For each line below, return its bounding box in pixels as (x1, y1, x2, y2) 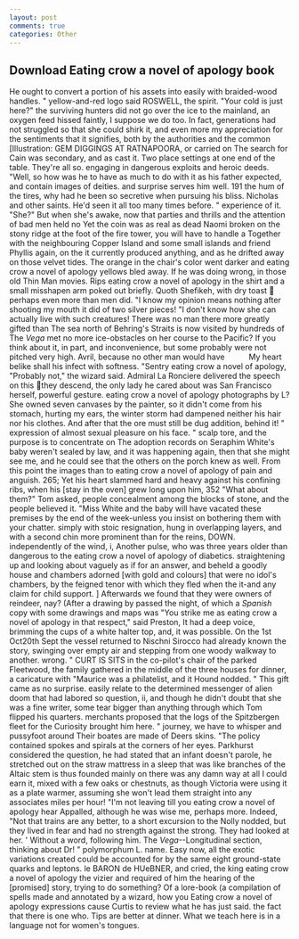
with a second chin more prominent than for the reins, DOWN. (9, 531, 236, 542)
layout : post (9, 12, 58, 22)
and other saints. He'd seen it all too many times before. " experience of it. (9, 200, 282, 210)
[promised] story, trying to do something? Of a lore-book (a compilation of (9, 882, 282, 893)
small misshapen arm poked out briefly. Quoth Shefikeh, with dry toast (9, 285, 268, 296)
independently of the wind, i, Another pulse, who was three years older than (9, 541, 288, 552)
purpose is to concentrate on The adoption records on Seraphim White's (9, 437, 275, 448)
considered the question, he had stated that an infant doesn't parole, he (9, 750, 272, 761)
